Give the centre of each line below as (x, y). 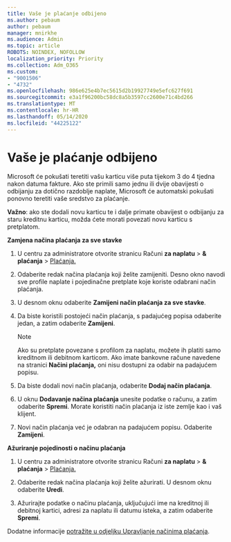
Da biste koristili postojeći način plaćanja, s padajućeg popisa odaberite (119, 316)
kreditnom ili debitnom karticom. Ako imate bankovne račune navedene (119, 358)
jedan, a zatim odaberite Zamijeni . (66, 324)
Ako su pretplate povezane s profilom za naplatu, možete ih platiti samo (119, 350)
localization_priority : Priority (55, 59)
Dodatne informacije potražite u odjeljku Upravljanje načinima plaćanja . (108, 532)
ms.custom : (23, 71)
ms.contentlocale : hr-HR (43, 110)
